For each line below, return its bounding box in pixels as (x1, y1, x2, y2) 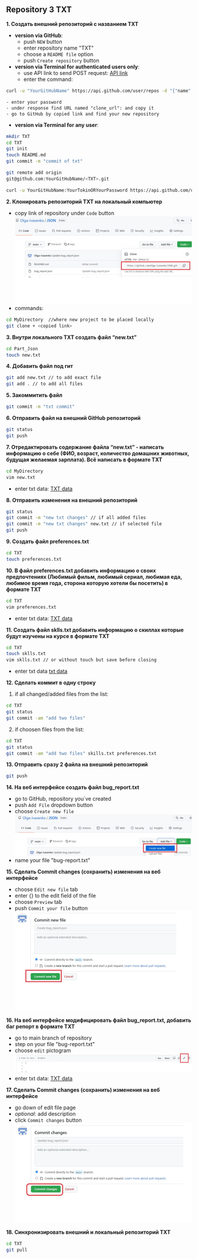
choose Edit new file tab (14, 886, 78, 893)
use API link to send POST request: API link (23, 69, 128, 76)
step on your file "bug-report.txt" (14, 1040, 95, 1047)
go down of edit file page (14, 1104, 76, 1111)
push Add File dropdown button (14, 801, 93, 808)
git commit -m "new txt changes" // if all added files (6, 515, 146, 521)
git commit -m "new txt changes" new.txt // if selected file (6, 521, 162, 527)
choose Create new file (14, 808, 74, 815)
